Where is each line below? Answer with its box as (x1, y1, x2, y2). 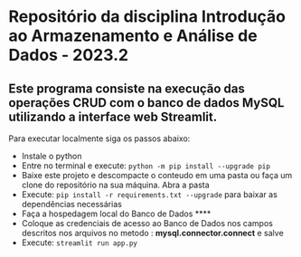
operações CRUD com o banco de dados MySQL (8, 95, 285, 110)
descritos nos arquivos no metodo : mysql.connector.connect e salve (21, 228, 284, 238)
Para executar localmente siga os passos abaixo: (8, 133, 191, 144)
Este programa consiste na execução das (8, 81, 246, 96)
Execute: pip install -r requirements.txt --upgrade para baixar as (21, 189, 277, 200)
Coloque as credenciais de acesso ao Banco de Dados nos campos (21, 218, 273, 228)
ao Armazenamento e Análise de (8, 25, 259, 46)
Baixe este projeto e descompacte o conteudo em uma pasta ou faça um (21, 170, 293, 180)
